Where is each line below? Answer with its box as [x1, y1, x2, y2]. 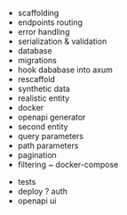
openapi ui [17, 195, 57, 206]
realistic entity [17, 93, 70, 103]
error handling [17, 27, 70, 37]
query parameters [17, 131, 84, 141]
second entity [17, 121, 68, 132]
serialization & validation [17, 36, 107, 46]
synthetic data [17, 84, 71, 94]
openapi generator [17, 112, 86, 122]
